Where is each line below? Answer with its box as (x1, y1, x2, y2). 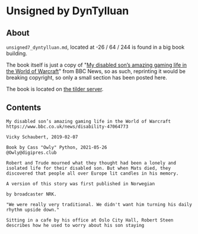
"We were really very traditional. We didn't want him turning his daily (6, 201, 193, 207)
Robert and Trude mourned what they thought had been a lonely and (6, 160, 177, 166)
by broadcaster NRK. (6, 191, 58, 197)
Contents (6, 103, 41, 113)
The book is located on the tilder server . (6, 86, 104, 93)
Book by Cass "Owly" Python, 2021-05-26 (6, 144, 108, 150)
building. (6, 50, 28, 57)
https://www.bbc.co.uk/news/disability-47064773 (6, 124, 129, 129)
